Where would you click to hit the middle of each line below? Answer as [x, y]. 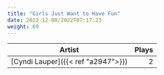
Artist [69, 50]
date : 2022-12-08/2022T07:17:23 [54, 20]
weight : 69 [23, 26]
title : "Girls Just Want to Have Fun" [64, 14]
